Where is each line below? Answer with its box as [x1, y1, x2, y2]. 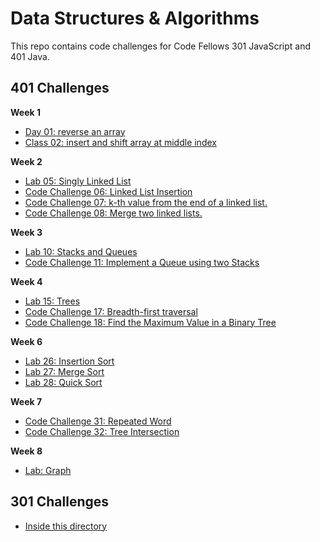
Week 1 [10, 106, 41, 118]
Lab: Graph [24, 464, 72, 476]
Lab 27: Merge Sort [24, 365, 105, 377]
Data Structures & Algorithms [10, 7, 260, 30]
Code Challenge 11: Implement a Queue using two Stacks [24, 256, 260, 268]
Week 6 [10, 335, 43, 347]
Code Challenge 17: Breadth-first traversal [24, 305, 198, 317]
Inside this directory [24, 520, 108, 532]
